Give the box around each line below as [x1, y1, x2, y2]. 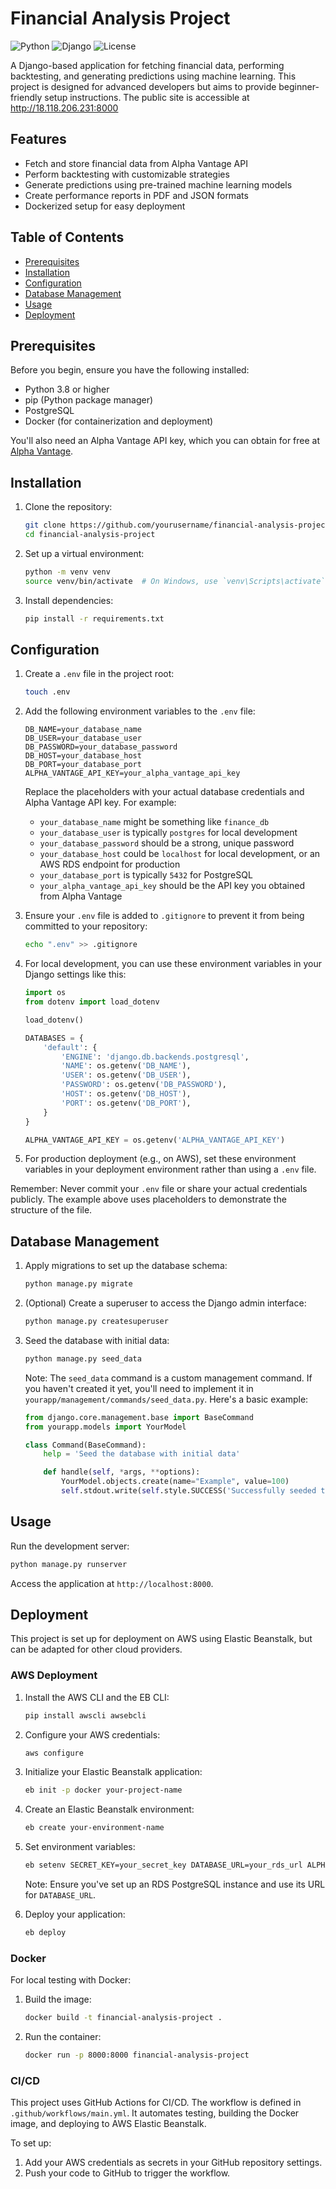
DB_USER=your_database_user [24, 733, 142, 744]
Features [10, 131, 67, 148]
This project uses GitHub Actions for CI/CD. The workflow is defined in [10, 2097, 302, 2109]
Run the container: [24, 2031, 102, 2043]
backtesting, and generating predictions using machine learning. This [10, 70, 297, 82]
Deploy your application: [24, 1908, 126, 1921]
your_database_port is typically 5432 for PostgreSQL [39, 869, 253, 881]
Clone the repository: [24, 501, 113, 513]
